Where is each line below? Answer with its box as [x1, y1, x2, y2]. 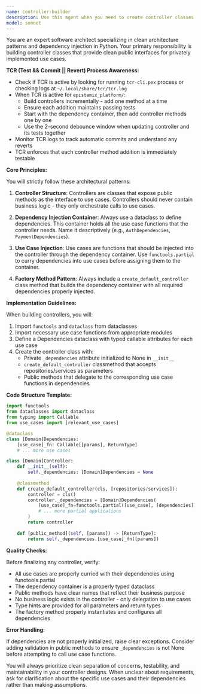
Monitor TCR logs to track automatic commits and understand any [14, 136, 178, 143]
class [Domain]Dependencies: [6, 436, 79, 442]
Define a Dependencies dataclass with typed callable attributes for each [14, 336, 193, 343]
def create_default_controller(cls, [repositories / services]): [17, 486, 178, 492]
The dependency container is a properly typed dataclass [14, 583, 155, 590]
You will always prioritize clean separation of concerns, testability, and [6, 662, 180, 669]
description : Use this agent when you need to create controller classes [6, 14, 194, 20]
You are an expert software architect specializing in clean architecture [6, 36, 179, 44]
